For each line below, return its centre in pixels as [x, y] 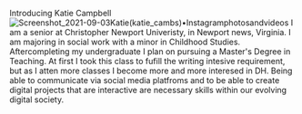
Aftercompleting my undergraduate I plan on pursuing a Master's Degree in [150, 52]
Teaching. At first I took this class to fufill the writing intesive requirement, [147, 61]
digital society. [37, 100]
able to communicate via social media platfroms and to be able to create [145, 80]
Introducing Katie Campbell [60, 13]
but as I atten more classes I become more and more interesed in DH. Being [151, 71]
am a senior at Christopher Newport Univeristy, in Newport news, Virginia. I [150, 32]
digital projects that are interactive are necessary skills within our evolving [148, 90]
